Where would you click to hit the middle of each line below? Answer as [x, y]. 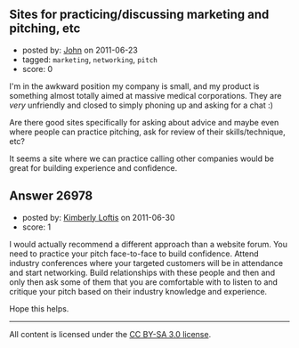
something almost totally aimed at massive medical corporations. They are [145, 95]
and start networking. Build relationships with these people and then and [142, 272]
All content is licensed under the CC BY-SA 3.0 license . [110, 334]
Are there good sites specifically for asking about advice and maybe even [144, 122]
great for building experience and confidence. [93, 167]
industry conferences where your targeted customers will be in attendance [146, 263]
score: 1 [36, 227]
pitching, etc [45, 29]
